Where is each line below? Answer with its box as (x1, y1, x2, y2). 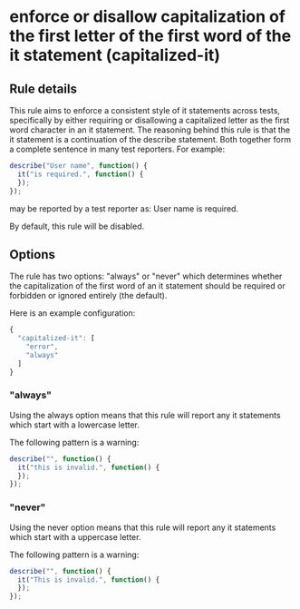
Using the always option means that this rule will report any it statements (9, 409, 281, 420)
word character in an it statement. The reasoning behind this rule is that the (9, 124, 291, 135)
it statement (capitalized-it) (9, 45, 220, 65)
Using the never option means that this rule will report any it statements (9, 522, 276, 533)
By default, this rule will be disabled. (9, 221, 145, 231)
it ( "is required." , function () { (17, 170, 144, 179)
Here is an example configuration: (9, 308, 136, 319)
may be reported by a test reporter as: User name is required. (9, 202, 238, 214)
